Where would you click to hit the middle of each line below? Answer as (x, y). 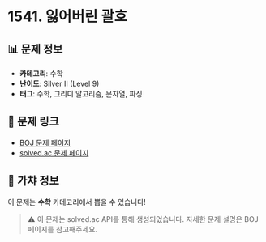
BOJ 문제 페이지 (45, 142)
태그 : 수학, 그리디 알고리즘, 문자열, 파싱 (81, 93)
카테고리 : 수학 (41, 73)
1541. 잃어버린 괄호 (67, 17)
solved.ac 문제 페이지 (54, 153)
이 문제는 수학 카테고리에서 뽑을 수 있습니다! (77, 202)
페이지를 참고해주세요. (62, 229)
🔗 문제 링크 (34, 122)
